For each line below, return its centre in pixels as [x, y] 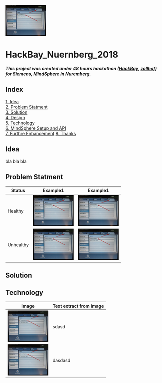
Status [18, 190]
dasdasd [62, 360]
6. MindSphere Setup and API [36, 128]
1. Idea [12, 101]
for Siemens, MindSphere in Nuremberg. [48, 74]
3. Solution [17, 112]
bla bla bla [16, 161]
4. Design [15, 117]
